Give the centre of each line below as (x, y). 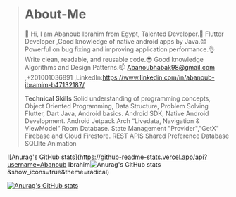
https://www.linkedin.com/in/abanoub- (158, 77)
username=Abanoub (37, 164)
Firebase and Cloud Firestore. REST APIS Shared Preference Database (127, 136)
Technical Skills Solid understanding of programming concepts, (118, 99)
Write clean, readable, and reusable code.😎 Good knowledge (114, 59)
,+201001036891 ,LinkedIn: (63, 77)
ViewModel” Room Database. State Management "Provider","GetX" (122, 128)
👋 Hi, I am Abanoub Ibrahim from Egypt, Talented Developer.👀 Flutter (124, 34)
